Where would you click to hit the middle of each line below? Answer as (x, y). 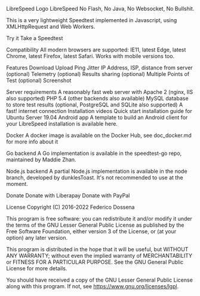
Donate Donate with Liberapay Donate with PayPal (68, 196)
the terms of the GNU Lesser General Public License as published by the (95, 225)
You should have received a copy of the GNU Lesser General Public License (99, 280)
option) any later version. (37, 238)
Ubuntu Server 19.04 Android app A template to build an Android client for (97, 117)
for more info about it (32, 142)
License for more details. (37, 268)
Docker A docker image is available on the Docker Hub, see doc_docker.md (99, 135)
